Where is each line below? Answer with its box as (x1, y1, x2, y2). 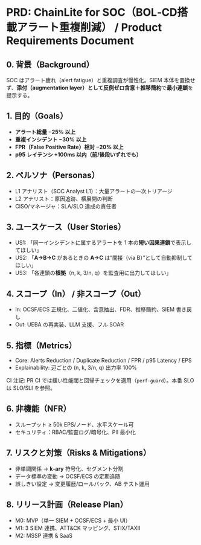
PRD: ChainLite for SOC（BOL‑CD (6, 5, 177, 19)
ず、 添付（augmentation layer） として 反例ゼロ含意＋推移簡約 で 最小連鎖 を (6, 84, 193, 91)
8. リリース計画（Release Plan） (6, 500, 128, 510)
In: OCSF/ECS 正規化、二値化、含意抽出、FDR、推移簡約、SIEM (14, 306, 175, 313)
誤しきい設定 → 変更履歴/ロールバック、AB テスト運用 (14, 480, 150, 487)
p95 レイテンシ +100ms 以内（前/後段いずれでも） (14, 150, 142, 158)
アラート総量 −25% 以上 (14, 128, 76, 135)
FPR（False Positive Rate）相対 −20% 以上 (14, 143, 124, 150)
